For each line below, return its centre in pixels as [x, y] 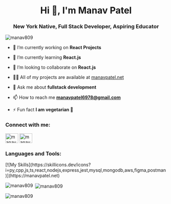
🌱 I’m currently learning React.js [47, 57]
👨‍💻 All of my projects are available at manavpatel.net [68, 77]
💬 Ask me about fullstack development [54, 87]
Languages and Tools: [33, 153]
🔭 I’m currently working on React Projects [57, 48]
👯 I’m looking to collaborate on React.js [54, 67]
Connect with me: [28, 125]
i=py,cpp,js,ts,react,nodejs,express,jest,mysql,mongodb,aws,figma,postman [86, 170]
